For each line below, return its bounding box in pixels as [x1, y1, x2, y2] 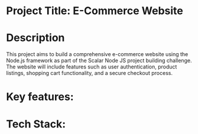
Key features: [6, 90, 74, 104]
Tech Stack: [6, 117, 66, 130]
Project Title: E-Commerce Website [6, 4, 183, 18]
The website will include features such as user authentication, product [6, 63, 177, 70]
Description [6, 31, 65, 45]
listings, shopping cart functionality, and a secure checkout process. [6, 70, 173, 77]
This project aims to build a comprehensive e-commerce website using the [6, 51, 189, 58]
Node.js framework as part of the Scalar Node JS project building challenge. [6, 57, 192, 64]
